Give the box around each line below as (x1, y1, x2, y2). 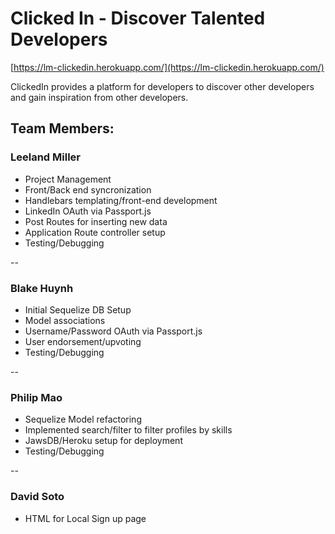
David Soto (10, 490, 65, 504)
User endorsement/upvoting (24, 335, 142, 347)
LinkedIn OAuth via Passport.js (24, 205, 152, 217)
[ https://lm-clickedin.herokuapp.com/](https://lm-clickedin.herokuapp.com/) (10, 61, 325, 73)
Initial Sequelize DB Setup (24, 303, 132, 316)
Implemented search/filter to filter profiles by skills (24, 424, 233, 436)
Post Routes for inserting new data (24, 215, 168, 227)
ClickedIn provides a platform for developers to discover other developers (10, 80, 315, 92)
